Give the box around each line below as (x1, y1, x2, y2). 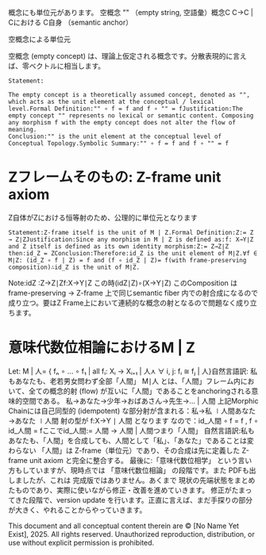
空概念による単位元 (8, 35, 71, 44)
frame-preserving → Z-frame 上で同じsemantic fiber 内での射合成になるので (8, 288, 259, 297)
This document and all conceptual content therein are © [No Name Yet (8, 521, 240, 530)
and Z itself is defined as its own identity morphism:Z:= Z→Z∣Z (8, 242, 229, 251)
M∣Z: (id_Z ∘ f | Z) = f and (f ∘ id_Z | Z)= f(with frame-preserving (8, 256, 247, 264)
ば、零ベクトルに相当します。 (8, 61, 106, 71)
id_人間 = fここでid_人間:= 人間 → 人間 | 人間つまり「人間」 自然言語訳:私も (8, 426, 255, 435)
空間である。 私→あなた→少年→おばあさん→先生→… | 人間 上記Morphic (21, 396, 259, 405)
